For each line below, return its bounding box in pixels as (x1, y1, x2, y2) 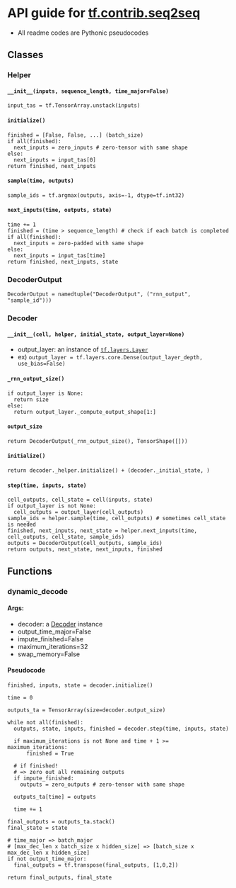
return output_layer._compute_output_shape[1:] (13, 408, 157, 415)
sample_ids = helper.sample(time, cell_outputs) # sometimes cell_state (7, 515, 226, 522)
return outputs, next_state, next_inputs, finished (7, 546, 163, 553)
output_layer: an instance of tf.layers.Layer (17, 345, 148, 354)
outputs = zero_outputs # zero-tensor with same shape (20, 781, 185, 788)
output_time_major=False (17, 627, 92, 636)
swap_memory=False (17, 650, 80, 658)
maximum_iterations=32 (17, 642, 88, 651)
